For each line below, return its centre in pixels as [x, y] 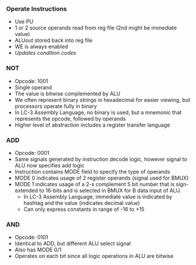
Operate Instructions [37, 9]
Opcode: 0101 [31, 237]
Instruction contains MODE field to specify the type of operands [92, 171]
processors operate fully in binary [56, 106]
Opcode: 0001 [32, 153]
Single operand [33, 87]
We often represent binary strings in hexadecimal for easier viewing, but [102, 100]
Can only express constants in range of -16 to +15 [84, 209]
